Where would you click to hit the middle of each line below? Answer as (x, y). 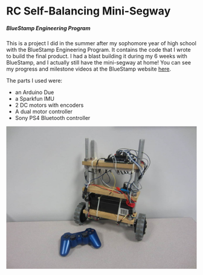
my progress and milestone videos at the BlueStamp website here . (89, 69)
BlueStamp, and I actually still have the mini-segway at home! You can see (99, 63)
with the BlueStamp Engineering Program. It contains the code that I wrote (99, 50)
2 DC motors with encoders (49, 105)
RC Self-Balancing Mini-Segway (89, 11)
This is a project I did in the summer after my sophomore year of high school (101, 43)
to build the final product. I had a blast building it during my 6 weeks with (97, 56)
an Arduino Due (34, 92)
